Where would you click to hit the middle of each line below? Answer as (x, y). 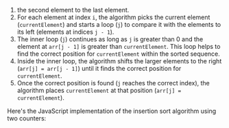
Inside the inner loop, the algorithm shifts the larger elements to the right (119, 61)
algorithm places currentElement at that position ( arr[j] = (99, 90)
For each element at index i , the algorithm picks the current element (113, 17)
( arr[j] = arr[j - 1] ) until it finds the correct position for (99, 68)
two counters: (27, 118)
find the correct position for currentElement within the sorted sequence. (119, 54)
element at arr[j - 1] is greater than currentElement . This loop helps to (119, 46)
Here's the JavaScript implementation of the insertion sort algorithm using (112, 111)
